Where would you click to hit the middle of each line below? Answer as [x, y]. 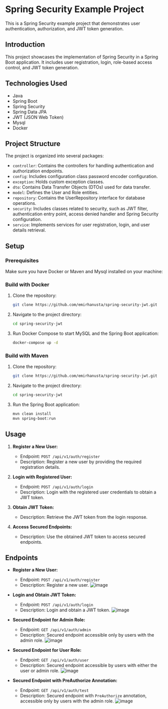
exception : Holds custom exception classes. [58, 182]
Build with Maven [27, 356]
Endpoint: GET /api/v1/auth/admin [55, 630]
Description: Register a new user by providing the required [81, 462]
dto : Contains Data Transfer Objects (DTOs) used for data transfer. [81, 187]
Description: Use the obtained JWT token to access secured [83, 537]
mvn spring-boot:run [34, 418]
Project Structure [33, 143]
